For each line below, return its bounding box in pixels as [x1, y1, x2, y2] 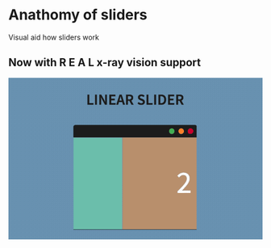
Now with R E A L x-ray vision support [8, 56, 202, 69]
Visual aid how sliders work [8, 32, 99, 42]
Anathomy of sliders [8, 6, 148, 24]
